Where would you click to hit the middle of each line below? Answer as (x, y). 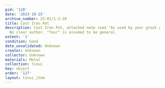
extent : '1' (17, 37)
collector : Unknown (25, 55)
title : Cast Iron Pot (27, 23)
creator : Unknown (23, 50)
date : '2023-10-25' (25, 14)
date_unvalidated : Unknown (33, 46)
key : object (17, 69)
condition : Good (22, 42)
